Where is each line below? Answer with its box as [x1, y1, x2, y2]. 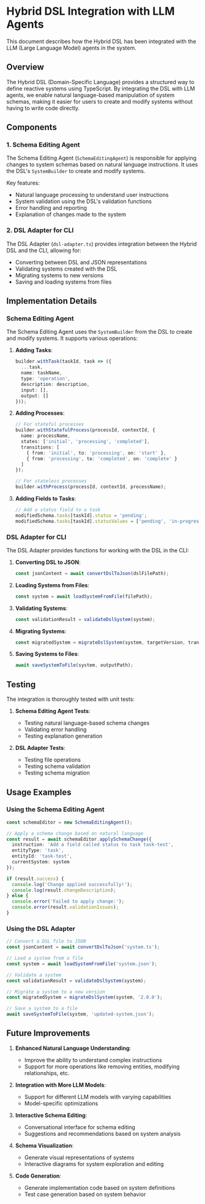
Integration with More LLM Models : [15, 1081, 106, 1089]
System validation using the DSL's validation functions [15, 198, 152, 205]
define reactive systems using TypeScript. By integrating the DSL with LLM [6, 85, 195, 92]
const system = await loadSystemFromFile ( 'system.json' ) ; [6, 960, 157, 967]
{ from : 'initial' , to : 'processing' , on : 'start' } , [26, 450, 166, 456]
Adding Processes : [15, 409, 65, 417]
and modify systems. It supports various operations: [6, 334, 138, 342]
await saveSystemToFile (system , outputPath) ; [15, 662, 133, 668]
